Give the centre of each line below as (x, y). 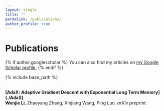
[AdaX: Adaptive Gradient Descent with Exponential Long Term (72, 92)
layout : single (21, 10)
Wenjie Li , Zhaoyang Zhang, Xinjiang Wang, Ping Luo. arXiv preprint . (76, 103)
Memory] (150, 92)
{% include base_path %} (32, 77)
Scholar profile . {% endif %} (34, 67)
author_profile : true (28, 24)
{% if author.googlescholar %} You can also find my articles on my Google (82, 62)
